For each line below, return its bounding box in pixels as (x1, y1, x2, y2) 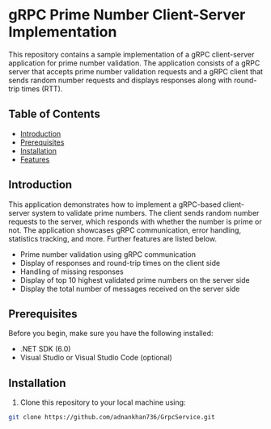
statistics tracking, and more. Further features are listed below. (8, 233, 217, 243)
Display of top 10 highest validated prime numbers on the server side (19, 275, 250, 284)
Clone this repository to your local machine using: (19, 397, 186, 407)
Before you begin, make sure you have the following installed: (8, 329, 214, 339)
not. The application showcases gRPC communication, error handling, (8, 225, 241, 235)
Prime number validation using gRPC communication (19, 249, 197, 259)
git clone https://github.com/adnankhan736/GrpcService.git (8, 414, 216, 422)
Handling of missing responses (19, 267, 124, 276)
